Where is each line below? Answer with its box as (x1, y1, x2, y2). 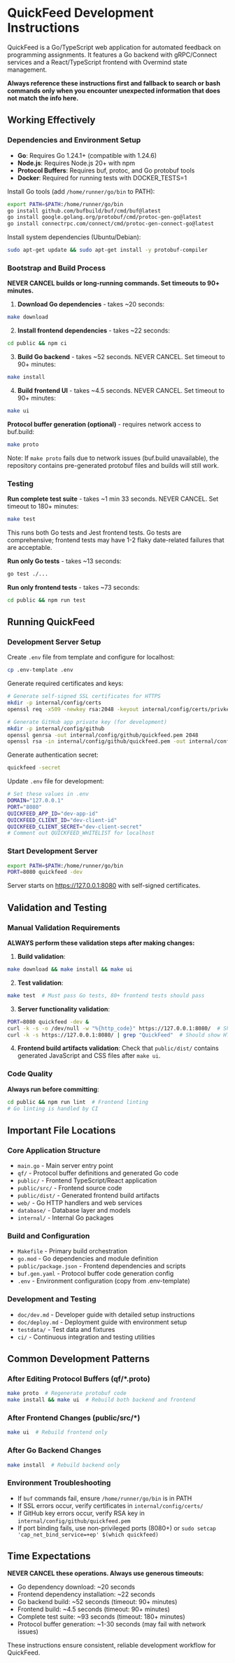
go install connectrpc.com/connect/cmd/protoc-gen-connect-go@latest (7, 220, 215, 227)
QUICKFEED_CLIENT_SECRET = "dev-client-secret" (7, 823, 142, 830)
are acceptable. (7, 543, 52, 551)
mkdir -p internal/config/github (7, 725, 105, 732)
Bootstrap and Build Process (7, 263, 106, 273)
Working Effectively (7, 114, 96, 126)
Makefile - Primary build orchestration (17, 1247, 128, 1255)
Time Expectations (7, 1550, 91, 1562)
